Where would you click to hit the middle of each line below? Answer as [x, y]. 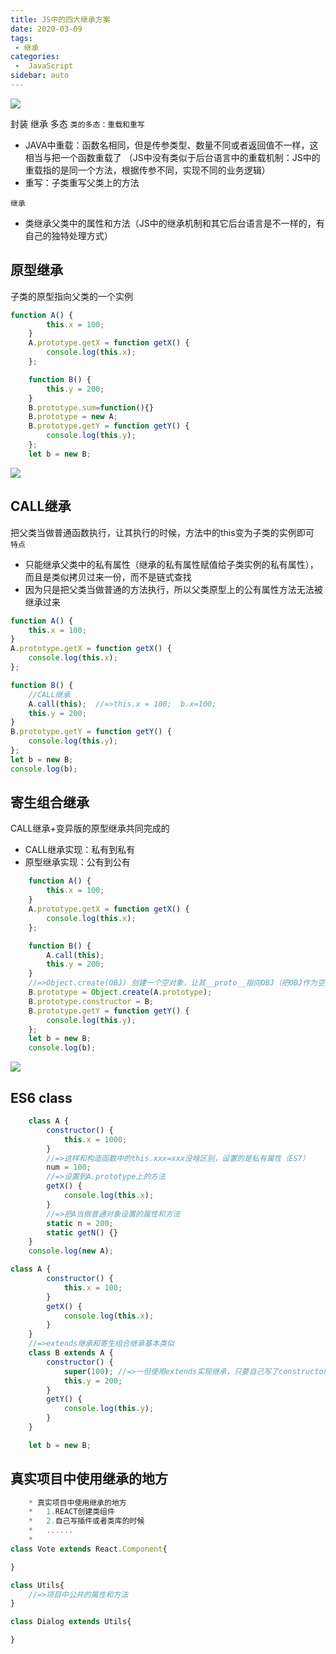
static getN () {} [82, 1232]
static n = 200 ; [80, 1223]
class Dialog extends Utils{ [71, 1622]
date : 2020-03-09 [46, 29]
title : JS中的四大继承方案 [60, 19]
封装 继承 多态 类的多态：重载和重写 [77, 123]
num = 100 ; [69, 1167]
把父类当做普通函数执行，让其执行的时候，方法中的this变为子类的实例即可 [162, 532]
